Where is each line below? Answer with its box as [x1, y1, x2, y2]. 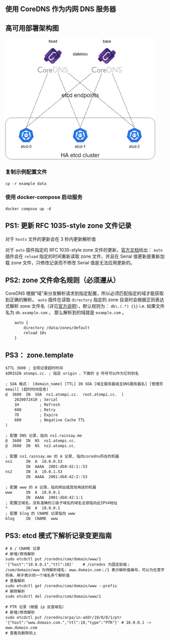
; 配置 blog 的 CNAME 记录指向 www [5, 511, 75, 516]
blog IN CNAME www [5, 516, 58, 522]
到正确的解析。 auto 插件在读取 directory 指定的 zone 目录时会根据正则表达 [5, 297, 164, 303]
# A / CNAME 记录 [5, 546, 41, 551]
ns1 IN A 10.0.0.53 [5, 459, 63, 464]
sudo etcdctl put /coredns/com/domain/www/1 [5, 557, 101, 562]
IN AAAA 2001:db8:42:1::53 [25, 464, 88, 470]
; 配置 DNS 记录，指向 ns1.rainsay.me [5, 433, 82, 438]
